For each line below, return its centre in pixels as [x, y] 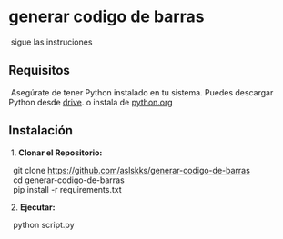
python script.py [43, 224]
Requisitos [39, 70]
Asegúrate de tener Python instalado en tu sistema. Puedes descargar [142, 92]
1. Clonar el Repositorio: [56, 153]
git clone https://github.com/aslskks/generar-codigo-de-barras [131, 170]
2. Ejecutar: [33, 207]
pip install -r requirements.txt [67, 189]
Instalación [41, 130]
